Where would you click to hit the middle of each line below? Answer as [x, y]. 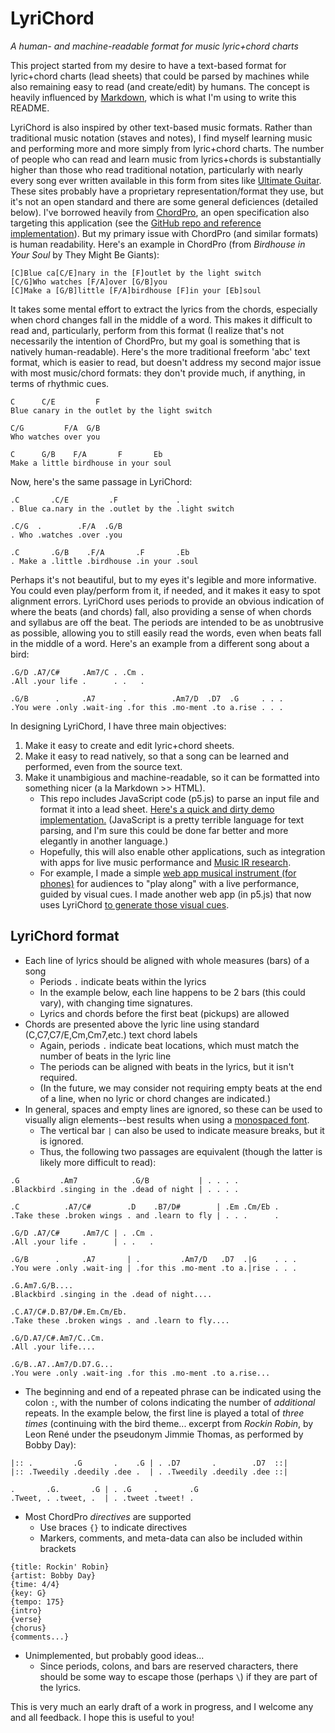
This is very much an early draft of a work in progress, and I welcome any [162, 1706]
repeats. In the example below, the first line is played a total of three [164, 1413]
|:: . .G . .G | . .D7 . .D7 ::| [149, 1463]
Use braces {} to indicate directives [113, 1527]
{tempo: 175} [37, 1602]
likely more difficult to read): [98, 1162]
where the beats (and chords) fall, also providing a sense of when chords [161, 611]
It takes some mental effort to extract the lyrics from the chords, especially [164, 309]
